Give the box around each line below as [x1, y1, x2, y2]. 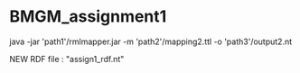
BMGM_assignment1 [9, 6, 167, 27]
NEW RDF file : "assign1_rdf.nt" [9, 53, 125, 64]
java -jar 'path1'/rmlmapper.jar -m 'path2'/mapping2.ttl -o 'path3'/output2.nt [9, 36, 293, 47]
